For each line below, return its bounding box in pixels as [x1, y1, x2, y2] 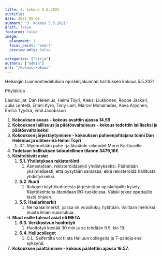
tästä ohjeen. [26, 194, 53, 200]
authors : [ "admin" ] [5, 61, 44, 66]
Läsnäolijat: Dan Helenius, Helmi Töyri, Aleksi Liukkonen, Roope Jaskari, [5, 97, 148, 103]
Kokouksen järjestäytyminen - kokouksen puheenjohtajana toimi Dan [12, 133, 154, 138]
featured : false [5, 30, 38, 34]
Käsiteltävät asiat [12, 153, 48, 159]
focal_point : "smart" [9, 43, 53, 48]
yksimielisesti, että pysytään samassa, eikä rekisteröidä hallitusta [26, 168, 156, 174]
